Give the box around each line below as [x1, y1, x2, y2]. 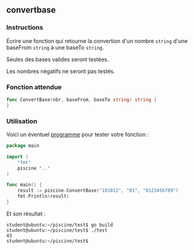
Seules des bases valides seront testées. [6, 55, 109, 63]
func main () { [6, 182, 43, 188]
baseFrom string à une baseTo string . [6, 44, 104, 51]
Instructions [6, 23, 44, 32]
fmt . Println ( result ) [17, 193, 70, 200]
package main [6, 143, 40, 149]
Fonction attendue [6, 83, 62, 91]
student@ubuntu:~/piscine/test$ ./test [6, 227, 108, 233]
